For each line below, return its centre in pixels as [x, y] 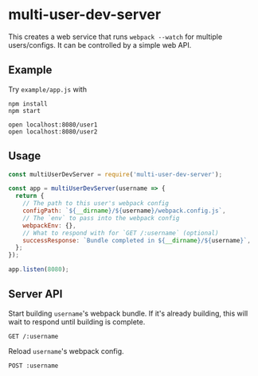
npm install [28, 104]
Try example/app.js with [48, 89]
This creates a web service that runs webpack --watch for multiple [115, 37]
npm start [25, 110]
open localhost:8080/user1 [53, 125]
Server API [35, 295]
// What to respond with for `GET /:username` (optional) [121, 233]
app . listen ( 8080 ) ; [39, 269]
